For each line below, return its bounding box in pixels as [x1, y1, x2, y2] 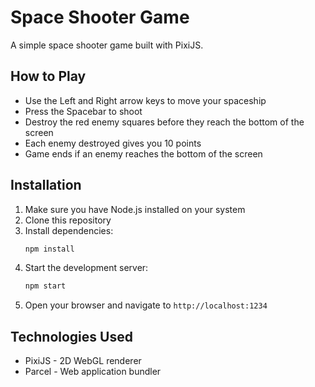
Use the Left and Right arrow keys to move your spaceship [24, 94, 267, 106]
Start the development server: [24, 262, 149, 274]
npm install [24, 244, 75, 254]
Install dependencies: [24, 224, 114, 236]
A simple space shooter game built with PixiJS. [10, 39, 204, 51]
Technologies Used [10, 328, 133, 345]
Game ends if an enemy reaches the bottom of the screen [24, 147, 263, 160]
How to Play [10, 68, 87, 85]
